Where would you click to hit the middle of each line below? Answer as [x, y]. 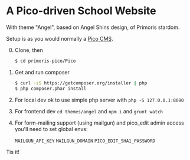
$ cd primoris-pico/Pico [45, 61]
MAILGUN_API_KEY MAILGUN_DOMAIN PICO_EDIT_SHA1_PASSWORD [85, 141]
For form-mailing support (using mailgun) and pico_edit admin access [99, 123]
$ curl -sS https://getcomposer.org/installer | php [81, 83]
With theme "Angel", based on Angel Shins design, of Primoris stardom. [93, 27]
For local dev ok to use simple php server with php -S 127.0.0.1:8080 [99, 100]
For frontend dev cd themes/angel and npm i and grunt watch [89, 111]
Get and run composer [42, 72]
